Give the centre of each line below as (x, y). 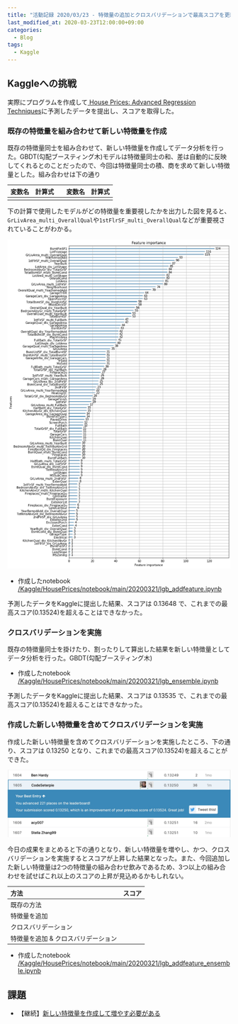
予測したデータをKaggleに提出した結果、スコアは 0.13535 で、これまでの (114, 696)
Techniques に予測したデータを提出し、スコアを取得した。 (93, 111)
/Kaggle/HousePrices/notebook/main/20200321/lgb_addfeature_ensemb (124, 963)
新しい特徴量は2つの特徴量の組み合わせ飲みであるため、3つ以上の (110, 867)
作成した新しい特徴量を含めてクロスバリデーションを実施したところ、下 (113, 741)
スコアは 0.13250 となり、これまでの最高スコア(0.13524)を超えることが (124, 750)
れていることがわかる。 (41, 229)
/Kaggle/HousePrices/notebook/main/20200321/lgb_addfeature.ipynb (119, 589)
